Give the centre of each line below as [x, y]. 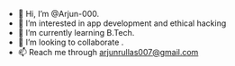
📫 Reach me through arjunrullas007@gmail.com [108, 52]
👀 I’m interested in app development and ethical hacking [122, 23]
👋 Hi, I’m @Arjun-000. [59, 14]
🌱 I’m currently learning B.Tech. [76, 33]
